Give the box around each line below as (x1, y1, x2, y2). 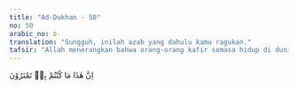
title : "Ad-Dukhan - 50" (9, 12, 101, 22)
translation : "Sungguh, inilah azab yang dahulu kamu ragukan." (9, 37, 252, 47)
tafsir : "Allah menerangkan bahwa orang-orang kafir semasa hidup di (9, 46, 272, 55)
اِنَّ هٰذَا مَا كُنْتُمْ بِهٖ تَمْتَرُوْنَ (9, 70, 94, 80)
